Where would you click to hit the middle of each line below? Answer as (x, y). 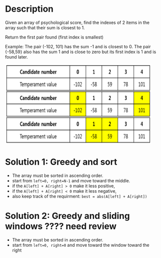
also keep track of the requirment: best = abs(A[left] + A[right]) (80, 196)
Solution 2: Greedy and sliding (68, 216)
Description (29, 9)
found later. (17, 57)
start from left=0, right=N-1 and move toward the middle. (71, 180)
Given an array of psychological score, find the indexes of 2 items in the (77, 22)
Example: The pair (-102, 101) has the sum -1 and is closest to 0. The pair (78, 46)
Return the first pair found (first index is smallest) (54, 37)
